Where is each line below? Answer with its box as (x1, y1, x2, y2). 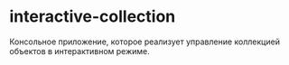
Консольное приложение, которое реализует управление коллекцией (9, 36, 280, 47)
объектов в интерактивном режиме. (9, 45, 151, 56)
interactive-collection (9, 6, 176, 27)
